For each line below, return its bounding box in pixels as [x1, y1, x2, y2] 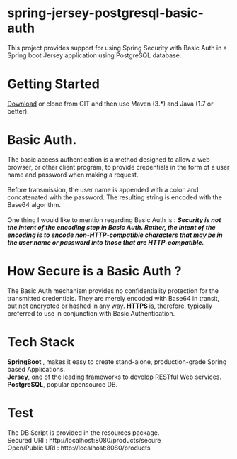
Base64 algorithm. [7, 200, 62, 209]
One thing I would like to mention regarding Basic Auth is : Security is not [7, 215, 221, 224]
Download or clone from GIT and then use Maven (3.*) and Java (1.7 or [7, 99, 214, 108]
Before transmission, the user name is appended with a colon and [7, 185, 199, 194]
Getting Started [7, 76, 100, 92]
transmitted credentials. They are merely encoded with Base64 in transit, [7, 294, 220, 302]
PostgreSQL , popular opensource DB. [7, 380, 118, 388]
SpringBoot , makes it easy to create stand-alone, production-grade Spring [7, 357, 227, 366]
